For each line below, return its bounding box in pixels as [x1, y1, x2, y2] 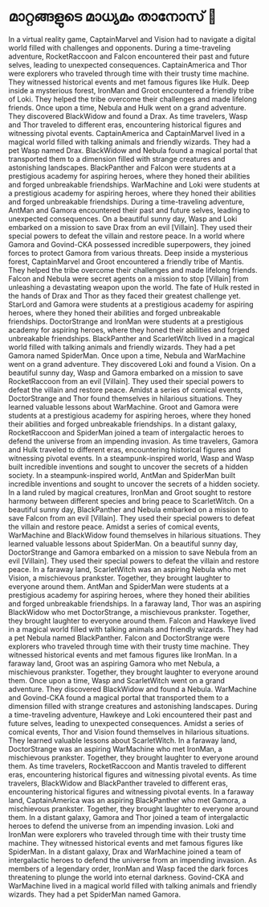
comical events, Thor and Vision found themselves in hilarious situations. [8, 727, 250, 736]
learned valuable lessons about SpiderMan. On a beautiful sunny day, [8, 538, 238, 548]
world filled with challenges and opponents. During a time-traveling [8, 43, 231, 52]
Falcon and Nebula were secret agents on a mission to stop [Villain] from [8, 274, 249, 283]
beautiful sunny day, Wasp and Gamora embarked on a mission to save [8, 368, 243, 377]
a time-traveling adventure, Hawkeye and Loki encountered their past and [8, 710, 253, 719]
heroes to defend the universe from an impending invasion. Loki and [8, 821, 234, 831]
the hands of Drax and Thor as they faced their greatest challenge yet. [8, 291, 241, 300]
